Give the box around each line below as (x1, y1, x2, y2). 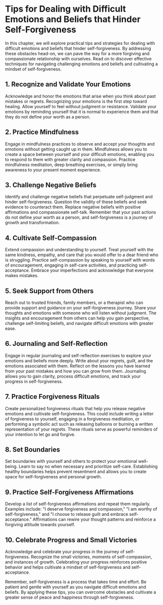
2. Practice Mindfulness (5, 128, 79, 136)
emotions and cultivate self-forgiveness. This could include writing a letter (5, 411, 154, 416)
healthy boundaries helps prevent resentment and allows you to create (5, 469, 147, 474)
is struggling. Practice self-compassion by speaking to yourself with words (5, 257, 155, 263)
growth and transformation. (5, 220, 60, 226)
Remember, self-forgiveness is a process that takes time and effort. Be (5, 579, 147, 585)
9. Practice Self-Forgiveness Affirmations (5, 488, 134, 496)
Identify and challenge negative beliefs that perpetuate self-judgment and (5, 194, 153, 200)
